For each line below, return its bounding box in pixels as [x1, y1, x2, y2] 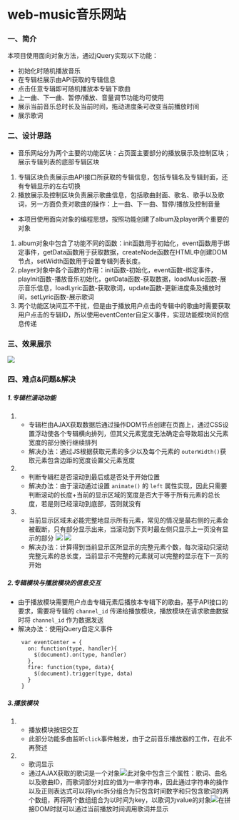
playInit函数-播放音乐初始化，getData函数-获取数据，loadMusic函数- [17, 275, 220, 283]
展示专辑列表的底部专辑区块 [17, 157, 100, 166]
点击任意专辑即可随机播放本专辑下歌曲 [17, 84, 131, 93]
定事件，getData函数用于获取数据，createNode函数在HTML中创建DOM [17, 247, 228, 256]
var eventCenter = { [21, 638, 82, 646]
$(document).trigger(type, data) [34, 670, 133, 677]
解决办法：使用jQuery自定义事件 [17, 624, 113, 633]
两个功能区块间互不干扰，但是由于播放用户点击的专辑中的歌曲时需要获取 [17, 301, 230, 310]
